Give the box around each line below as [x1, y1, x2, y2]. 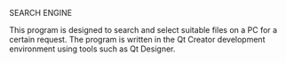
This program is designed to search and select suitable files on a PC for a [9, 25, 278, 35]
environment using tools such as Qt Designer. [9, 43, 176, 54]
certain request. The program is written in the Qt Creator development [9, 35, 266, 44]
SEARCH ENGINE [9, 8, 73, 18]
